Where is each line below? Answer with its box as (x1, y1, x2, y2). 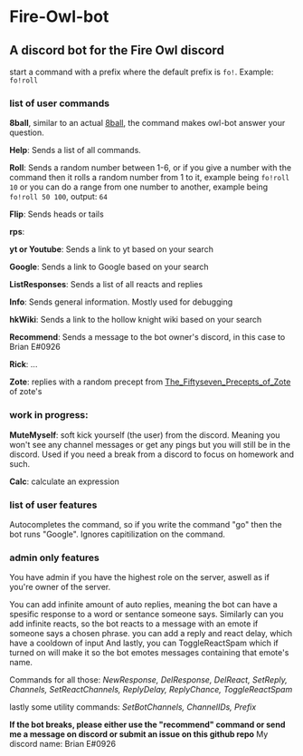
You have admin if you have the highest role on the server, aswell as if (9, 572, 270, 583)
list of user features (9, 499, 98, 511)
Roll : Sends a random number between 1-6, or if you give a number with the (9, 162, 292, 173)
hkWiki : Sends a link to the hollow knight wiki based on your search (9, 315, 262, 325)
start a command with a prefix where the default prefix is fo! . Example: (9, 66, 274, 77)
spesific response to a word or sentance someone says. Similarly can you (9, 609, 284, 620)
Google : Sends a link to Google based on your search (9, 261, 210, 273)
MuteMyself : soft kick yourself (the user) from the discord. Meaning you (9, 429, 280, 441)
